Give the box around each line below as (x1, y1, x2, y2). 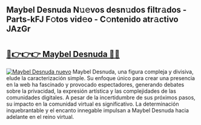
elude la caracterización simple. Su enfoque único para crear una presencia (6, 75, 196, 81)
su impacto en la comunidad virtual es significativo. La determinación (6, 100, 179, 107)
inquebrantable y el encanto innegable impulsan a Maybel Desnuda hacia (6, 107, 189, 114)
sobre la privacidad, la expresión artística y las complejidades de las (6, 87, 177, 95)
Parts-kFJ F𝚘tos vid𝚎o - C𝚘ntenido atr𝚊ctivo (6, 15, 179, 25)
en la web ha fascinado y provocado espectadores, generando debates (6, 81, 185, 88)
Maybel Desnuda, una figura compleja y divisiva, (72, 68, 194, 75)
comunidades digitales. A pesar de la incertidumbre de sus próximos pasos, (6, 94, 196, 101)
